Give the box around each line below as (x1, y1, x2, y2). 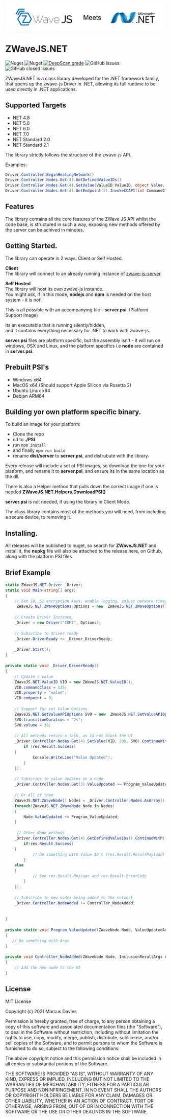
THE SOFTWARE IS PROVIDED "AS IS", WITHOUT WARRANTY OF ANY (5, 1070, 154, 1077)
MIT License (5, 998, 32, 1004)
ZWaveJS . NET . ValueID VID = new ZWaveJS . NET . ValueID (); (14, 679, 133, 684)
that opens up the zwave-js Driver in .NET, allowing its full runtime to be (5, 81, 156, 87)
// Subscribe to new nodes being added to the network (14, 895, 133, 900)
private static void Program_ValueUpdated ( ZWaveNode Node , (5, 927, 133, 932)
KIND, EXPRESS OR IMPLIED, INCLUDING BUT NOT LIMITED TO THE (5, 1076, 150, 1082)
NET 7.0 (12, 131, 30, 137)
